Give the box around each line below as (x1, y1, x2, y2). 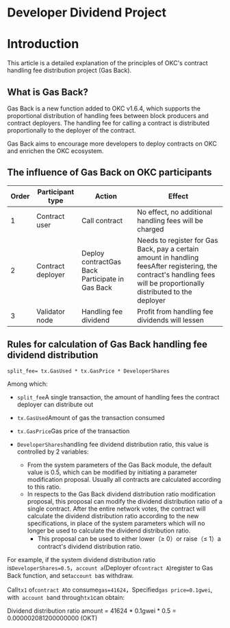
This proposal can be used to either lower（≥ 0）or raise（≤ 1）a (37, 534, 221, 543)
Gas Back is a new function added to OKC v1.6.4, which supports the (7, 104, 201, 113)
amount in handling (136, 253, 199, 262)
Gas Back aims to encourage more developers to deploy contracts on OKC (7, 139, 217, 148)
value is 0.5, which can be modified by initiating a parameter (27, 468, 197, 476)
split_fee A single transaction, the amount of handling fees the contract (16, 393, 220, 401)
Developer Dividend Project (7, 5, 166, 21)
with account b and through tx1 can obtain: (7, 593, 125, 601)
